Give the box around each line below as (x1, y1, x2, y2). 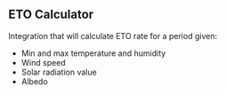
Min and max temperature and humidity (20, 48, 166, 59)
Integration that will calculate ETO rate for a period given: (8, 30, 218, 41)
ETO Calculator (8, 7, 94, 22)
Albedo (20, 75, 48, 87)
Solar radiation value (20, 67, 97, 77)
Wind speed (20, 57, 66, 67)
